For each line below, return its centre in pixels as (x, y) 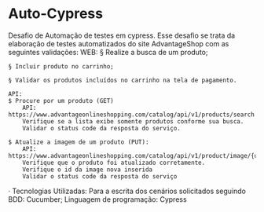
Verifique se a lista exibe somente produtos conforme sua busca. (133, 121)
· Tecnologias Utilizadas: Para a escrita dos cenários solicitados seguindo (127, 191)
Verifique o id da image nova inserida (88, 170)
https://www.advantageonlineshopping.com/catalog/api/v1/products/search (132, 115)
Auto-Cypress (56, 14)
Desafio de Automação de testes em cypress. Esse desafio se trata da (122, 35)
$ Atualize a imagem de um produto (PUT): (79, 142)
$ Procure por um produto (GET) (61, 101)
